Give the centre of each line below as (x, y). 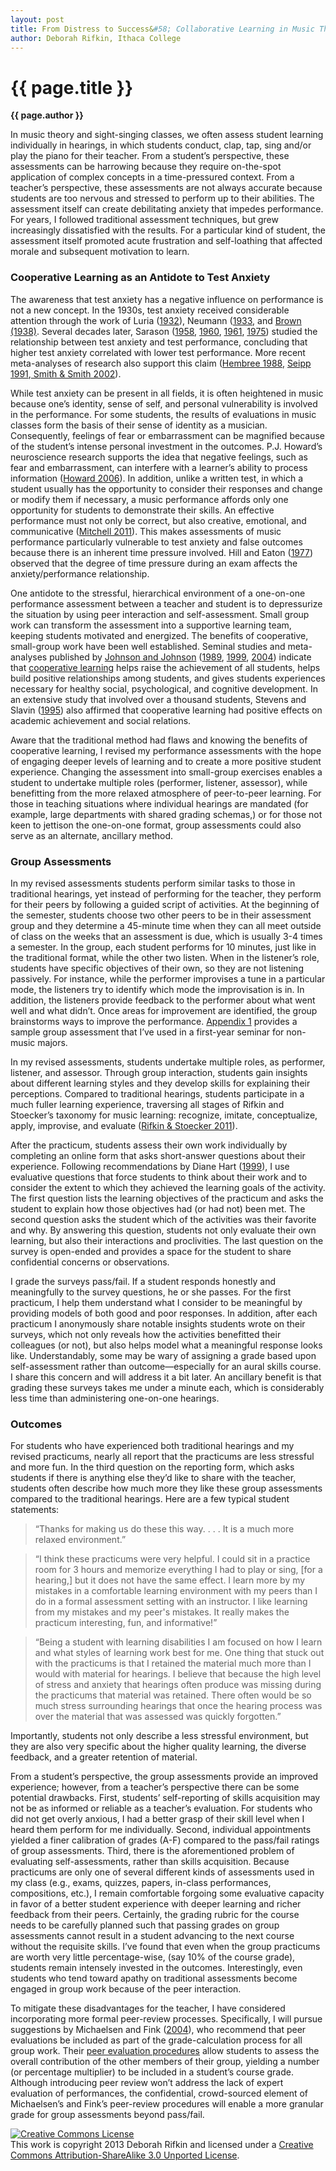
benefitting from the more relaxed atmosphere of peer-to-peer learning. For (166, 793)
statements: (35, 1510)
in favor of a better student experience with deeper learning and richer (156, 1904)
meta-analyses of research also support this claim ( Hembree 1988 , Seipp (161, 363)
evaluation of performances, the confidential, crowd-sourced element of (159, 2093)
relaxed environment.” (80, 1540)
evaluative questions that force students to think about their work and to (159, 1177)
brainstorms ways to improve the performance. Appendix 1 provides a (154, 1021)
